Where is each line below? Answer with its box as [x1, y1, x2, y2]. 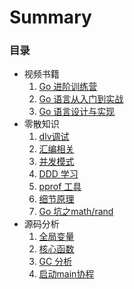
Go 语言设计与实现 [38, 106, 116, 118]
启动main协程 [38, 268, 95, 280]
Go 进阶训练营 [38, 81, 98, 93]
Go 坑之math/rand [38, 206, 114, 218]
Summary [9, 6, 92, 29]
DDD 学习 [38, 168, 79, 180]
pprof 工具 [38, 181, 82, 193]
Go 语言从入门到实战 [38, 93, 124, 105]
